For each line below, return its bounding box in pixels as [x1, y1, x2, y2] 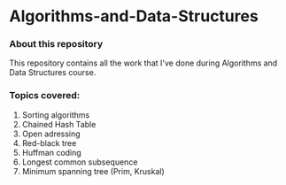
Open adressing [21, 128, 81, 139]
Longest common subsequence [21, 157, 138, 167]
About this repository [9, 38, 104, 50]
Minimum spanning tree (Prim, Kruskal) [21, 166, 166, 176]
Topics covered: [9, 89, 81, 102]
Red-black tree [21, 137, 77, 148]
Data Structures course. [9, 67, 97, 78]
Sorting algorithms [21, 109, 90, 120]
